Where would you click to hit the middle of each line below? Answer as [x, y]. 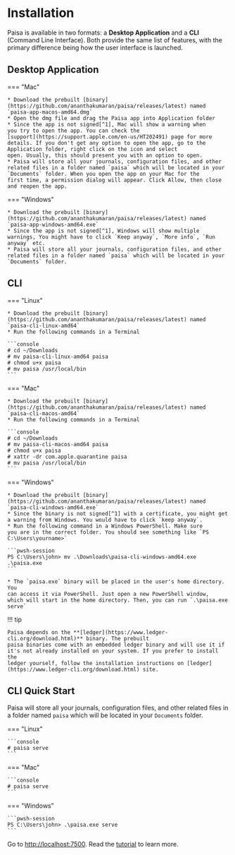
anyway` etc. [26, 243]
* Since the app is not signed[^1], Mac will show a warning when [107, 124]
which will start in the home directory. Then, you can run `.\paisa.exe [118, 600]
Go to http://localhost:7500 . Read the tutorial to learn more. [93, 844]
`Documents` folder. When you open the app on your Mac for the [103, 174]
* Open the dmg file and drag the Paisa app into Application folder [112, 118]
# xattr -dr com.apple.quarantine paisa [68, 457]
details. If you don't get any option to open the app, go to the [107, 143]
